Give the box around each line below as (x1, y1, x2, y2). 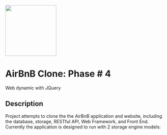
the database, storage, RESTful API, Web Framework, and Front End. (5, 118, 149, 124)
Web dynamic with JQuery (5, 85, 61, 91)
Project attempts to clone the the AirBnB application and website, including (5, 113, 162, 119)
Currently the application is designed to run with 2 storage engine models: (5, 124, 161, 130)
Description (5, 99, 43, 108)
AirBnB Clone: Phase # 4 (5, 68, 111, 80)
